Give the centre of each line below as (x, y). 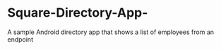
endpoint (20, 39)
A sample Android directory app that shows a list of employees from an (110, 32)
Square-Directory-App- (78, 13)
